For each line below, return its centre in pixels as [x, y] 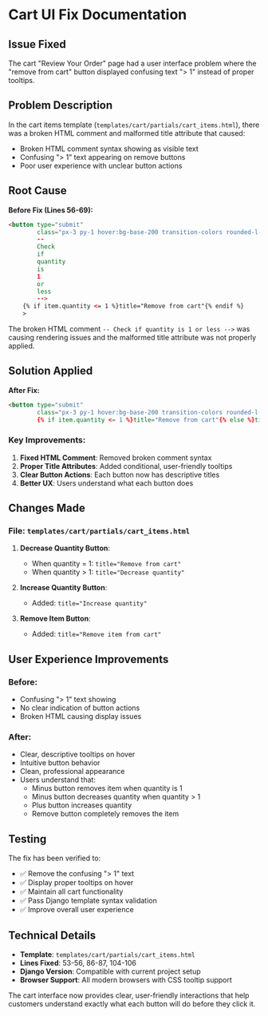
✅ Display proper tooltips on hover [77, 883]
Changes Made [47, 508]
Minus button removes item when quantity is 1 [107, 788]
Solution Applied [51, 371]
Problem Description [61, 105]
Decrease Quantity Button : [65, 548]
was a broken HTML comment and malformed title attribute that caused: [127, 133]
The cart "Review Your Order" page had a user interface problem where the [132, 63]
